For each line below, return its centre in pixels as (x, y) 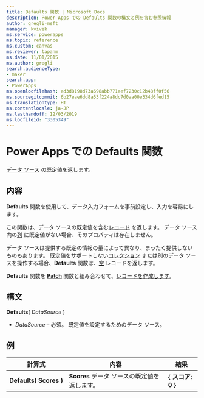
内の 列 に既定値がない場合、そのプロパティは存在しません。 (81, 235)
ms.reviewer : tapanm (32, 52)
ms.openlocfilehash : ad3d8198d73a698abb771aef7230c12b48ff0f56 (88, 91)
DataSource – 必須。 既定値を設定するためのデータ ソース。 (90, 324)
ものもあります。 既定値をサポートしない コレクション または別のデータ (95, 255)
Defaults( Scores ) (36, 380)
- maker (16, 74)
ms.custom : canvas (29, 46)
